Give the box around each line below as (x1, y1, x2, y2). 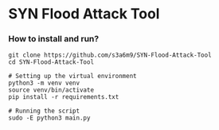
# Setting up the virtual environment (8, 73, 137, 81)
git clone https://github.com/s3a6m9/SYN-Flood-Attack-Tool (8, 51, 213, 60)
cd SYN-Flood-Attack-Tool (8, 58, 94, 66)
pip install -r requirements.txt (8, 93, 119, 101)
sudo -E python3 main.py (8, 114, 91, 122)
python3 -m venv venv (8, 79, 80, 88)
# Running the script (8, 107, 80, 116)
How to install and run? (8, 33, 100, 45)
